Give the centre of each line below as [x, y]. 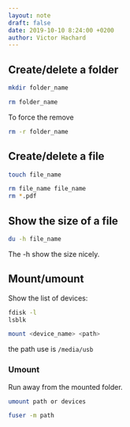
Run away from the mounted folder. [66, 387]
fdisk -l [22, 312]
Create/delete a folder [63, 69]
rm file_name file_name [47, 189]
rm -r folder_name [38, 131]
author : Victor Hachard [47, 38]
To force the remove [41, 117]
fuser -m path [32, 416]
